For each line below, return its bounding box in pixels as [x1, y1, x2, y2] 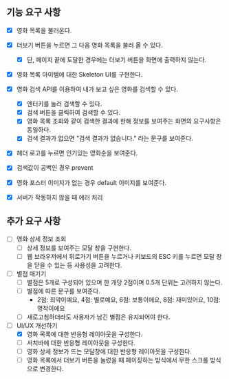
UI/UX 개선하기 [16, 321, 58, 329]
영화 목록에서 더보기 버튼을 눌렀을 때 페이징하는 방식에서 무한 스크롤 [26, 356, 209, 365]
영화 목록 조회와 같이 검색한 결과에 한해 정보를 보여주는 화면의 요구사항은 [26, 117, 221, 126]
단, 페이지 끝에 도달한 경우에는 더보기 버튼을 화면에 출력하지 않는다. [26, 55, 207, 64]
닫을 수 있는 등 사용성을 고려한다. [34, 261, 122, 269]
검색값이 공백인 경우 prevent [16, 164, 94, 172]
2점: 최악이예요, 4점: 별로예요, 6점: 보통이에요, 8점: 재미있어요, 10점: [36, 295, 221, 304]
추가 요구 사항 [6, 215, 61, 227]
